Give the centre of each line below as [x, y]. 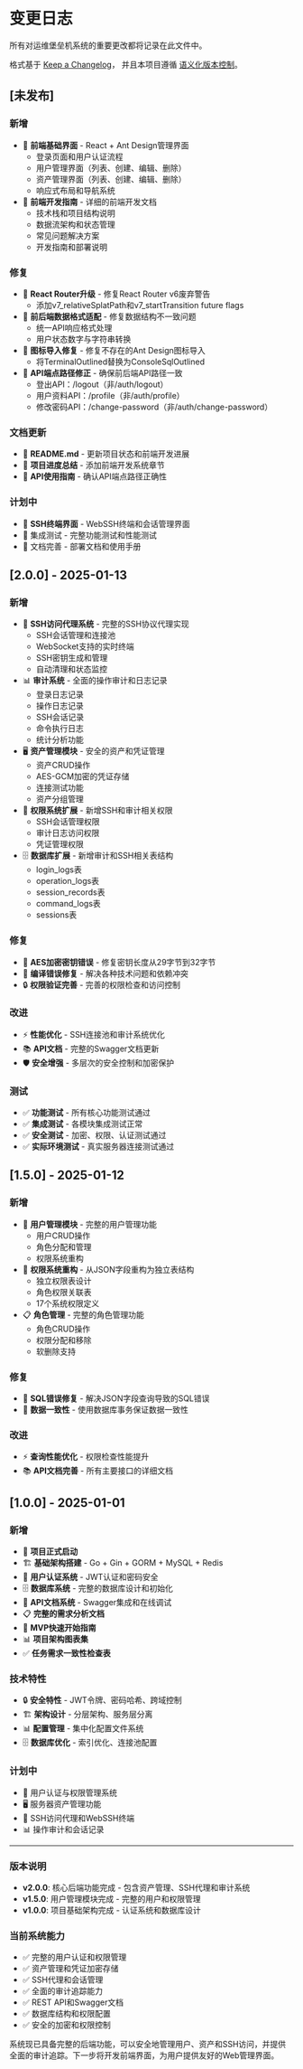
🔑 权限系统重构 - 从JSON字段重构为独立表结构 [108, 1269]
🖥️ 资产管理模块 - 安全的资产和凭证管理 [93, 751]
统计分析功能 [60, 740]
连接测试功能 [60, 788]
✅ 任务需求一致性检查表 [66, 1653]
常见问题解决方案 [68, 235]
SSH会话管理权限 [68, 822]
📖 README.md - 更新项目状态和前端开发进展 [106, 454]
